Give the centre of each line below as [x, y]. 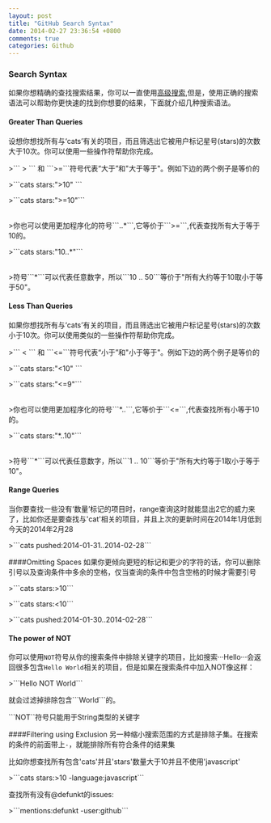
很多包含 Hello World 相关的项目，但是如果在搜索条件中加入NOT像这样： [135, 667]
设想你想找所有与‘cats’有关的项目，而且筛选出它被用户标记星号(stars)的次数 [134, 141]
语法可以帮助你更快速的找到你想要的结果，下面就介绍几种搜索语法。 [122, 103]
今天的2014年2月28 [41, 530]
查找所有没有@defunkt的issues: [61, 795]
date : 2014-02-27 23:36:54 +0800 [65, 31]
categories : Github [41, 46]
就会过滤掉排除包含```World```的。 [64, 700]
